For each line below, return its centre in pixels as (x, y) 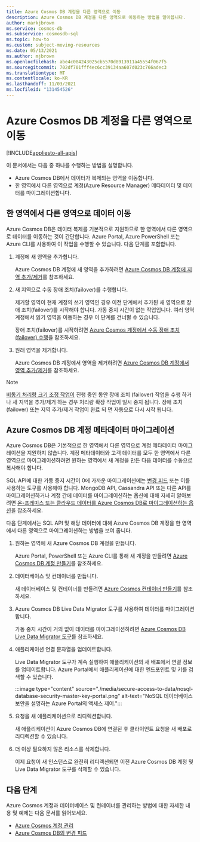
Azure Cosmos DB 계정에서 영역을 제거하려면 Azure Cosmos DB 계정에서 (102, 363)
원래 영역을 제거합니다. (41, 350)
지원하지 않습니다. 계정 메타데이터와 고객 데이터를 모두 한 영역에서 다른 (109, 453)
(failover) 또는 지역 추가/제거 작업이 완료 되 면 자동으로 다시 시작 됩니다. (90, 409)
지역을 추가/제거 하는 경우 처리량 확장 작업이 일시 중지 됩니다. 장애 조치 (101, 402)
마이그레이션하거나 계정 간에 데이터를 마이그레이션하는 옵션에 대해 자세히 (91, 495)
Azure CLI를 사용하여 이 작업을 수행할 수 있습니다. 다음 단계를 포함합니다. (91, 244)
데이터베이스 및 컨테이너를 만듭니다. (56, 576)
